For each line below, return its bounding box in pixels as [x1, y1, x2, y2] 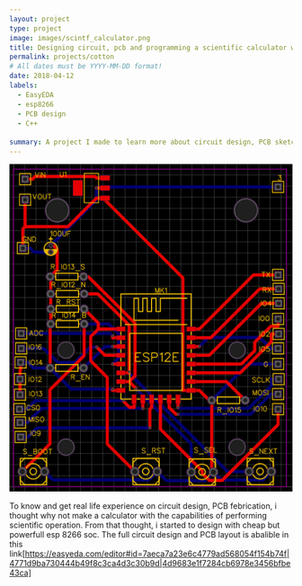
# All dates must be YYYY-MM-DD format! [9, 62, 164, 71]
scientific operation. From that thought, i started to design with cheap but [9, 519, 280, 530]
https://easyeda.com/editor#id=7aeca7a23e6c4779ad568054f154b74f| [24, 548, 290, 559]
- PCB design [17, 109, 67, 119]
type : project [9, 23, 63, 33]
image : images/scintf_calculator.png [9, 33, 151, 42]
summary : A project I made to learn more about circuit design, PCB [9, 138, 271, 147]
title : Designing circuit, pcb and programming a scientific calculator [9, 43, 288, 52]
